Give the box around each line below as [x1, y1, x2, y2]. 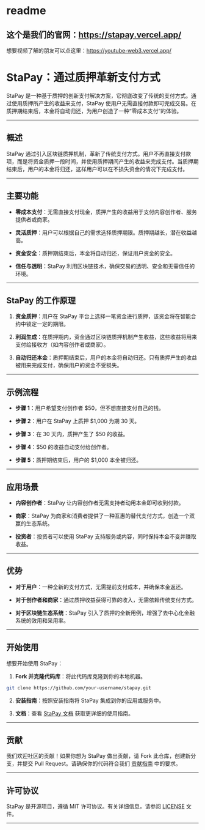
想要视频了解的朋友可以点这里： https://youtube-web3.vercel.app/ [6, 47, 172, 54]
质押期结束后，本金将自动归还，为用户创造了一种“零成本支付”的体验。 [6, 107, 182, 114]
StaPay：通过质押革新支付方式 [6, 71, 160, 84]
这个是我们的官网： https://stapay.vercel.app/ [6, 29, 182, 40]
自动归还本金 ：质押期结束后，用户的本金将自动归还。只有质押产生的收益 [15, 354, 197, 361]
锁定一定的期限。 [26, 321, 69, 328]
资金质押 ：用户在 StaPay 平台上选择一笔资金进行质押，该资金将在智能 [15, 313, 191, 320]
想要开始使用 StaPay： [6, 659, 63, 667]
